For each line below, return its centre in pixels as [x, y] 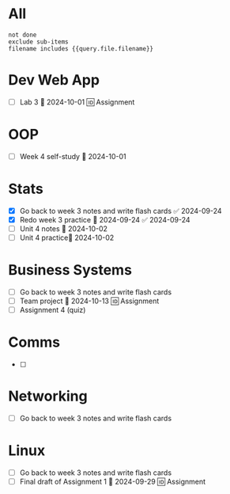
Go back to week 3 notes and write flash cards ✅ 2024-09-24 [121, 211]
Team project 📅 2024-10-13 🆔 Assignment [89, 301]
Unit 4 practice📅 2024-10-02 [67, 237]
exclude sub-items [38, 42]
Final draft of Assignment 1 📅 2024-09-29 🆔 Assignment [113, 482]
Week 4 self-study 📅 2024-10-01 [73, 156]
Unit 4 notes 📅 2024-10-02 [64, 229]
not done [23, 35]
